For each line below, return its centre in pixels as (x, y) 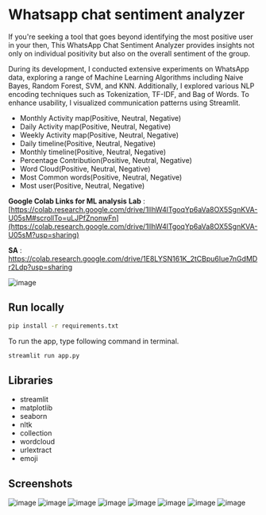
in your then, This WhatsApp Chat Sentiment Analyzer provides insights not (131, 45)
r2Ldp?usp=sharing (40, 267)
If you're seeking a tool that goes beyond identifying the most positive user (131, 37)
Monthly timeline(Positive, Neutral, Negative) (93, 152)
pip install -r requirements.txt (64, 326)
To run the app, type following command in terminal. (94, 341)
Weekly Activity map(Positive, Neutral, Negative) (99, 135)
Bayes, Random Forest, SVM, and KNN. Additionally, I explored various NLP (131, 86)
